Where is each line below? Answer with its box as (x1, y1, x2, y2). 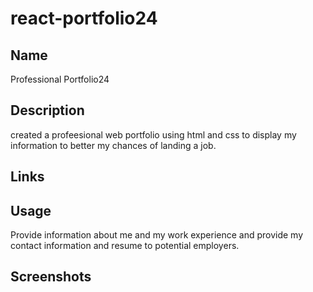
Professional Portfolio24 (10, 73, 110, 85)
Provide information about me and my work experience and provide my (10, 229, 304, 241)
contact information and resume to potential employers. (10, 240, 240, 252)
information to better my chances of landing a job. (10, 139, 217, 151)
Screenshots (10, 268, 92, 286)
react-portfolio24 (10, 7, 158, 30)
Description (10, 102, 85, 119)
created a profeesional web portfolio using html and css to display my (10, 128, 297, 141)
